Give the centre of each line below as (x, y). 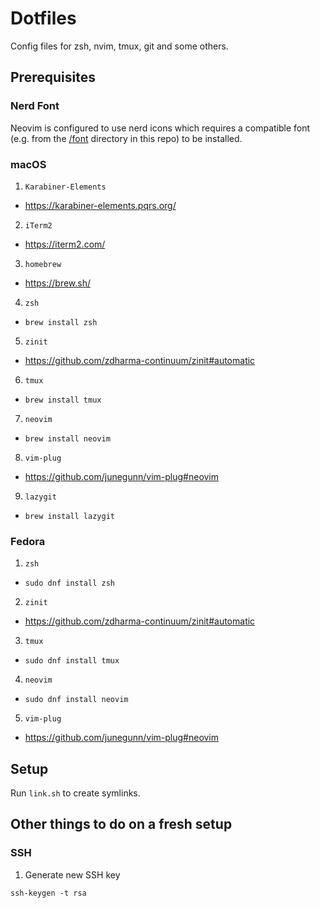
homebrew (43, 264)
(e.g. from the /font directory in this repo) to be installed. (126, 138)
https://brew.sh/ (58, 283)
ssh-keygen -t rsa (48, 893)
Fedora (28, 541)
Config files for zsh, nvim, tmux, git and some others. (119, 46)
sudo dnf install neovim (76, 700)
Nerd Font (35, 106)
